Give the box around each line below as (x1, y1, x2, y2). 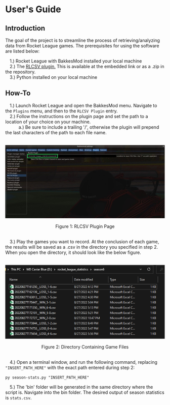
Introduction (5, 24, 46, 33)
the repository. (5, 69, 36, 75)
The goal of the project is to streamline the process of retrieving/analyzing (5, 37, 160, 43)
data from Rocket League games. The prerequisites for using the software (5, 43, 159, 49)
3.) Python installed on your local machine (10, 74, 98, 80)
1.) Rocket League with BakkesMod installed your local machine (10, 58, 142, 64)
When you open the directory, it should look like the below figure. (5, 249, 142, 255)
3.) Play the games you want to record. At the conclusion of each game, (10, 238, 159, 245)
